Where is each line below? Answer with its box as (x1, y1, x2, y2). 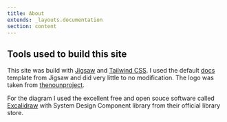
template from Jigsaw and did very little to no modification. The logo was (7, 73, 215, 82)
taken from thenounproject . (7, 81, 85, 89)
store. (7, 109, 24, 117)
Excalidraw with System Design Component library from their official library (7, 101, 221, 110)
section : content (7, 23, 57, 29)
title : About (7, 10, 45, 17)
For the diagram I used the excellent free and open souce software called (7, 94, 215, 103)
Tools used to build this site (7, 48, 127, 60)
